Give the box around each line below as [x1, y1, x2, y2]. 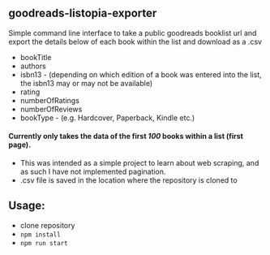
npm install [19, 231, 61, 239]
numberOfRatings [19, 95, 79, 105]
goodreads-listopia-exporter [8, 6, 157, 20]
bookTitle [19, 52, 52, 62]
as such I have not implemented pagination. [19, 166, 166, 177]
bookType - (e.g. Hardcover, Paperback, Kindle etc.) [19, 113, 195, 123]
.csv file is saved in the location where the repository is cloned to [19, 175, 238, 185]
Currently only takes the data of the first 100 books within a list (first [8, 132, 243, 141]
